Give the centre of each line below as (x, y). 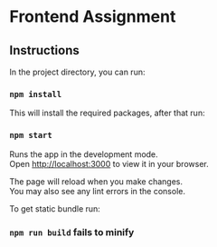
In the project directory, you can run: (77, 72)
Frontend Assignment (93, 17)
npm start (31, 135)
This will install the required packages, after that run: (107, 113)
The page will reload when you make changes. (96, 181)
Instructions (44, 50)
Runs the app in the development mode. (84, 154)
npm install (36, 94)
